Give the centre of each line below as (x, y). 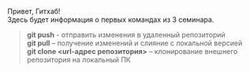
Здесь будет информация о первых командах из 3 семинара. (111, 20)
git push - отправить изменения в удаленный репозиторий (126, 35)
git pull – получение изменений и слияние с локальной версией (134, 43)
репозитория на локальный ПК (78, 59)
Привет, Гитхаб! (34, 11)
